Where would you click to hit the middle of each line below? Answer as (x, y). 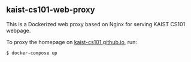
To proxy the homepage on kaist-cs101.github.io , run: (72, 42)
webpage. (19, 30)
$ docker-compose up (32, 53)
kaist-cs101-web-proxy (51, 10)
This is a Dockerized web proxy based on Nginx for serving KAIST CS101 (96, 24)
